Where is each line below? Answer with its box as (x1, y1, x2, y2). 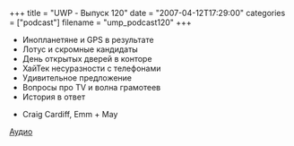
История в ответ (22, 91, 86, 102)
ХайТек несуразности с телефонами (22, 63, 161, 73)
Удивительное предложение (22, 73, 133, 83)
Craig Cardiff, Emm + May (22, 109, 118, 119)
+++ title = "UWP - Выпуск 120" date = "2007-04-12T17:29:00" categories (9, 8, 286, 18)
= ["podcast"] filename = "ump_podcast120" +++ (9, 17, 193, 28)
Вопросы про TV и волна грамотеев (22, 82, 161, 92)
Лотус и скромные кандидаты (22, 44, 139, 55)
